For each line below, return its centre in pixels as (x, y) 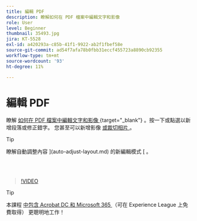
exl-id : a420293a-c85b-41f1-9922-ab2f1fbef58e (64, 45)
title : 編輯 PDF (25, 12)
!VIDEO (29, 181)
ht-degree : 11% (25, 66)
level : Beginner (26, 28)
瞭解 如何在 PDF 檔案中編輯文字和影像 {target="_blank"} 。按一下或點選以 (96, 120)
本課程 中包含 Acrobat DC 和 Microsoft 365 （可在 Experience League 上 (95, 205)
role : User (20, 22)
